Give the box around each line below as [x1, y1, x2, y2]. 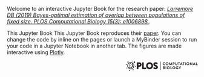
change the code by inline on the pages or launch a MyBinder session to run [7, 36, 197, 43]
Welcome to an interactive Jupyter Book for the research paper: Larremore [7, 5, 194, 12]
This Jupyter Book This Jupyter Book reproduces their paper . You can [7, 29, 182, 37]
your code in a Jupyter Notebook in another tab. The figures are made [7, 42, 182, 49]
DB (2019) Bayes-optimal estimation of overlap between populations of [7, 11, 185, 19]
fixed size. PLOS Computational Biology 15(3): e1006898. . [7, 18, 151, 25]
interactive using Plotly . [7, 49, 65, 56]
